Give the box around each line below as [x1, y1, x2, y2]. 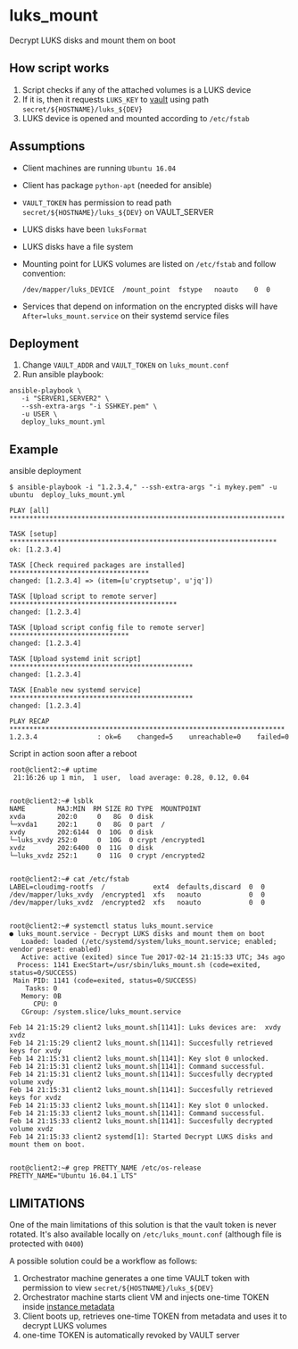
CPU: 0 [32, 1000, 58, 1009]
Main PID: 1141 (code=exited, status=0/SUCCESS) [12, 976, 198, 986]
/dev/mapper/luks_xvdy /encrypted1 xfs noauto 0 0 [9, 890, 266, 899]
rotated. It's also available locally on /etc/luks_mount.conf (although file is [9, 1229, 283, 1239]
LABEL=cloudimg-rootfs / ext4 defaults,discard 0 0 [9, 882, 266, 892]
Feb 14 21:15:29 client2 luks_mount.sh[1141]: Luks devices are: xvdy [9, 1023, 281, 1032]
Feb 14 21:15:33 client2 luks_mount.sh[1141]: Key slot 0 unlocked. [9, 1101, 269, 1111]
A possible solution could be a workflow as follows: [9, 1255, 198, 1266]
